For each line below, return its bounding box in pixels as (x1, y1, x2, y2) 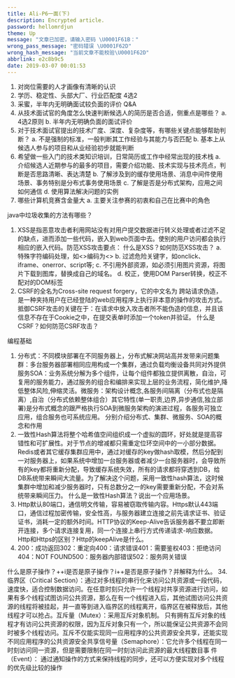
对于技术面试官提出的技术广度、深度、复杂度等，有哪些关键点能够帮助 (17, 126, 220, 134)
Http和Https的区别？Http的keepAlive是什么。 (17, 535, 148, 543)
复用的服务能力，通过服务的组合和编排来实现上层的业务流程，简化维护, (17, 377, 222, 386)
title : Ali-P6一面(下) (7, 10, 71, 17)
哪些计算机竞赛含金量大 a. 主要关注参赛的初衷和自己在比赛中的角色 (17, 196, 211, 204)
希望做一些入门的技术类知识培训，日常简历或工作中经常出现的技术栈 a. (17, 152, 221, 161)
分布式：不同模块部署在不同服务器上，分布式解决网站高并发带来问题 (17, 351, 214, 360)
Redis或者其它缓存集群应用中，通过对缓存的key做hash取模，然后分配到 (17, 447, 224, 456)
